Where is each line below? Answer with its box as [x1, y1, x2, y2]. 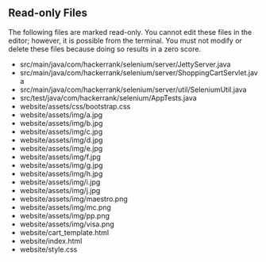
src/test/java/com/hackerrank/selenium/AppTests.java [19, 93, 197, 102]
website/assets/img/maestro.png [19, 194, 129, 203]
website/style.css [19, 245, 78, 254]
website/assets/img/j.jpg [19, 185, 101, 195]
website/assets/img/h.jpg [19, 169, 103, 178]
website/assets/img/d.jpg [19, 135, 103, 145]
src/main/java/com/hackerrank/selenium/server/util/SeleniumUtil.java [19, 85, 247, 94]
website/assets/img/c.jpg [19, 127, 103, 136]
